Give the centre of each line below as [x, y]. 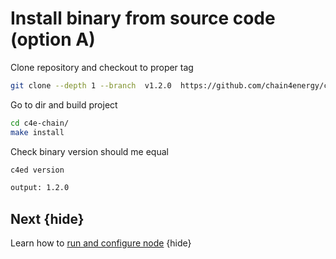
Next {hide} [47, 218]
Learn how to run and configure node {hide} [101, 243]
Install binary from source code [143, 18]
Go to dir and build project [64, 104]
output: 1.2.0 [40, 188]
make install [37, 132]
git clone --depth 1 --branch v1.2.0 [91, 85]
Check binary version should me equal [89, 151]
